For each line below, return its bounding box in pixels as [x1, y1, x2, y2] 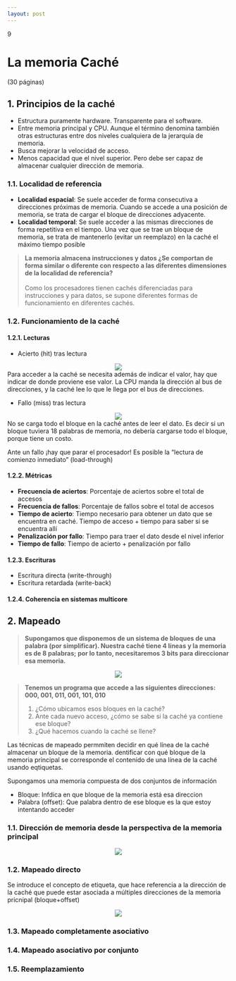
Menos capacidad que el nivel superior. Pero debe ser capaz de [17, 154, 204, 163]
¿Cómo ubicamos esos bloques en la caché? [35, 704, 166, 713]
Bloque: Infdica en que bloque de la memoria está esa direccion [17, 790, 203, 799]
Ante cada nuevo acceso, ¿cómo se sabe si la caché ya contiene [35, 712, 223, 720]
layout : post [7, 10, 46, 18]
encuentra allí [17, 525, 58, 532]
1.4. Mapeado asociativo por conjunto [7, 945, 139, 955]
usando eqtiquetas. [7, 763, 63, 771]
